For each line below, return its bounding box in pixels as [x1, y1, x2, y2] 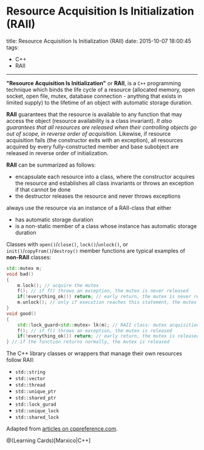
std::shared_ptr [15, 395, 56, 401]
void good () [6, 310, 36, 317]
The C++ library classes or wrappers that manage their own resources [6, 350, 182, 357]
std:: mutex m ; [6, 265, 42, 271]
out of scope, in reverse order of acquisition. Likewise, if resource [6, 130, 171, 137]
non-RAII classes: [6, 254, 52, 261]
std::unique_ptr [15, 389, 56, 395]
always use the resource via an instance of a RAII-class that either [6, 204, 172, 211]
